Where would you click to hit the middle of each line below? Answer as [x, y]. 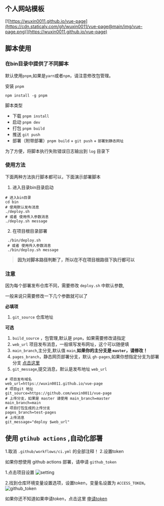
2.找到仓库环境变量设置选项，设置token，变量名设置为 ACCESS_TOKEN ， [77, 483]
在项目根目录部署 [30, 231]
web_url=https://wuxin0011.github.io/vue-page [54, 384]
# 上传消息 [15, 418]
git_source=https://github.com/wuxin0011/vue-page [58, 393]
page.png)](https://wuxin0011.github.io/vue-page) [56, 32]
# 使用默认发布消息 [22, 207]
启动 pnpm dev [26, 122]
